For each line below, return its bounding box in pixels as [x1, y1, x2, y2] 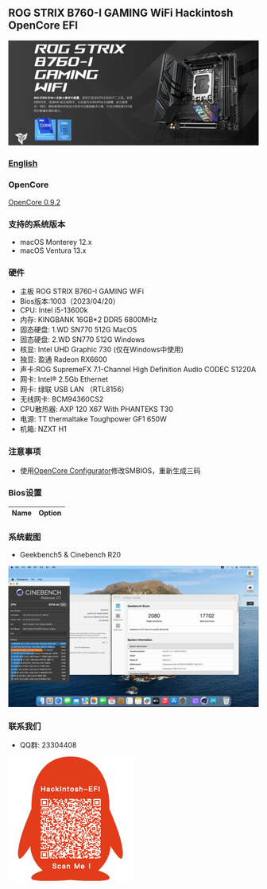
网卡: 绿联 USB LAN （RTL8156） [19, 385, 129, 394]
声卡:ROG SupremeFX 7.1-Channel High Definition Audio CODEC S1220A [19, 365, 257, 375]
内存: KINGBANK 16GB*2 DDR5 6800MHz [19, 315, 157, 324]
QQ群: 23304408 [19, 740, 77, 750]
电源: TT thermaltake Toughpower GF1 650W [19, 414, 167, 424]
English [8, 158, 38, 169]
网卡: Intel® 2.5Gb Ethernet [19, 375, 109, 384]
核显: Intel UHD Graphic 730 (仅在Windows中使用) [19, 345, 184, 355]
